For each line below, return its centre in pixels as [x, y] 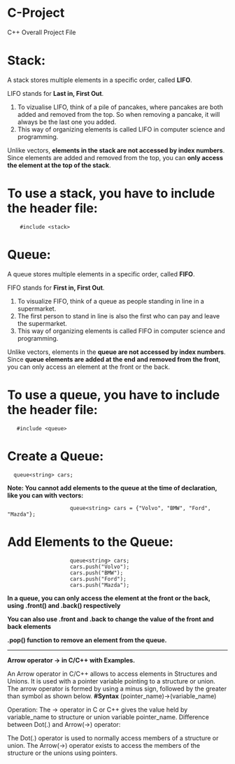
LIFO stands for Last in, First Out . [56, 93]
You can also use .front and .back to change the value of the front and [111, 619]
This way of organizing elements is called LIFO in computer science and [121, 129]
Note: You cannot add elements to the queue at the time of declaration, [112, 488]
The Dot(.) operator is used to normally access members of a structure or [113, 738]
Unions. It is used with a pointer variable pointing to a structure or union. [111, 681]
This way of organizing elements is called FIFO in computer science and [121, 331]
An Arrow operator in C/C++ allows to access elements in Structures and [112, 674]
